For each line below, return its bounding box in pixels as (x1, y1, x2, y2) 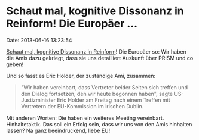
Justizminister (20, 97, 56, 104)
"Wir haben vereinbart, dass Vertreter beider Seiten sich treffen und (20, 83, 188, 91)
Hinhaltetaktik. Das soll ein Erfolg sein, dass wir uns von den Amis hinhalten (6, 120, 192, 127)
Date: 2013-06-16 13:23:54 (6, 36, 72, 43)
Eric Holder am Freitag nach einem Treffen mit (56, 97, 170, 104)
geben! (6, 61, 24, 68)
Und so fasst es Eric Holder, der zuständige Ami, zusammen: (6, 72, 156, 79)
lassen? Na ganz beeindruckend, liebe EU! (6, 127, 111, 134)
